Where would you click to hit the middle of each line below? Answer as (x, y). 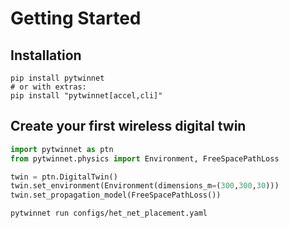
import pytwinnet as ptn (62, 149)
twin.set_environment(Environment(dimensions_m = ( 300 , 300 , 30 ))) (145, 186)
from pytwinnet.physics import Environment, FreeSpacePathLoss (145, 158)
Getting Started (76, 18)
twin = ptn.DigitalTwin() (64, 177)
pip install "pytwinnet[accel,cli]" (86, 96)
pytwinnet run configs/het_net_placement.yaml (109, 213)
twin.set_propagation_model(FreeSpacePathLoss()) (116, 195)
